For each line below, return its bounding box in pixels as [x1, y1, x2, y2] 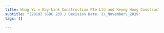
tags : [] [5, 16, 23, 21]
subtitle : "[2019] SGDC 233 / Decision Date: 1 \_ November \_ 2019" [5, 12, 141, 16]
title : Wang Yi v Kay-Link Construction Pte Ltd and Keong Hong [5, 7, 139, 12]
